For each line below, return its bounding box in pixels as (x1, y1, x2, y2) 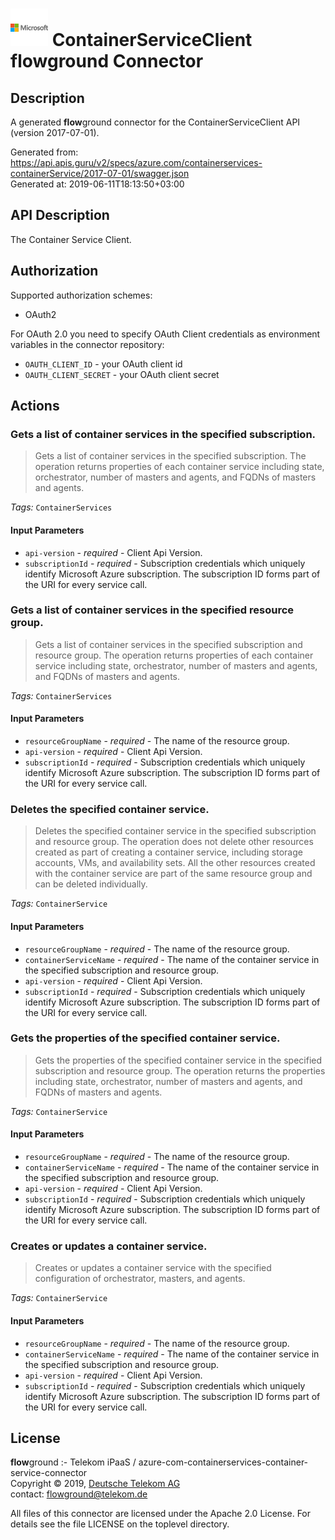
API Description (10, 207, 110, 224)
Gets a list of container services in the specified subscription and (34, 638, 303, 650)
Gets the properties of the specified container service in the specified (34, 1054, 323, 1066)
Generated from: (10, 146, 79, 158)
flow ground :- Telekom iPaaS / (10, 1456, 137, 1468)
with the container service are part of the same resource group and (34, 868, 313, 880)
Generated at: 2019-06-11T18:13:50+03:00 (10, 178, 185, 190)
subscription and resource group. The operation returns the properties (34, 1064, 326, 1077)
